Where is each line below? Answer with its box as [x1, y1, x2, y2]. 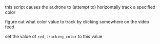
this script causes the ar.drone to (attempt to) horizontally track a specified [5, 4, 156, 10]
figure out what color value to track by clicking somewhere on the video [5, 19, 150, 24]
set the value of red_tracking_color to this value [5, 34, 102, 39]
